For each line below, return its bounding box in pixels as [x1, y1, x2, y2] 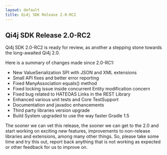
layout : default [5, 7, 40, 13]
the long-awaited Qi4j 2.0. [5, 50, 60, 56]
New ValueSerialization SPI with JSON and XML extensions [12, 70, 137, 76]
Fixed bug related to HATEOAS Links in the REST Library [12, 91, 131, 97]
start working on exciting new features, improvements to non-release [5, 128, 150, 134]
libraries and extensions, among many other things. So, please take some [5, 133, 159, 140]
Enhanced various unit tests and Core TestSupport [12, 97, 119, 103]
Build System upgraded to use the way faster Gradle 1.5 [12, 113, 130, 119]
